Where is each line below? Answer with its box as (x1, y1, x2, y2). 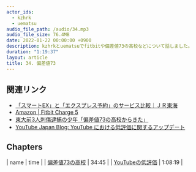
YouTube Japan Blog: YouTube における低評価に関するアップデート (15, 124, 186, 131)
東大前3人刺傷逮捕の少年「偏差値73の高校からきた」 (15, 116, 149, 123)
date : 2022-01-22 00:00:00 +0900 (6, 37, 92, 43)
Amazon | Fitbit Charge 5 (15, 108, 78, 116)
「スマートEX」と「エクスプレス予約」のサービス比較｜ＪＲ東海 (15, 102, 178, 109)
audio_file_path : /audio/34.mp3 (6, 26, 89, 32)
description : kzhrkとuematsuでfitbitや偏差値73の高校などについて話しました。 (6, 43, 193, 50)
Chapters (6, 141, 43, 152)
